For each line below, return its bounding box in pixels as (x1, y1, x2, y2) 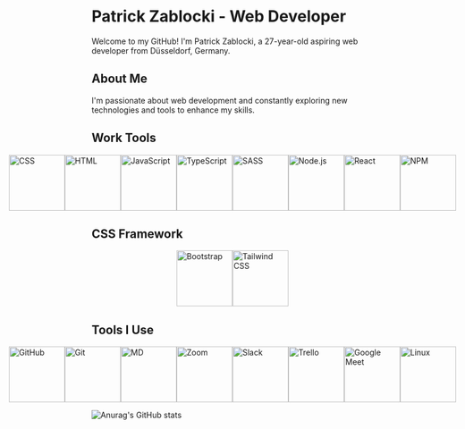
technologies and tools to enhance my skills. (91, 105, 255, 115)
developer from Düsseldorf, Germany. (91, 45, 231, 55)
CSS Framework (91, 226, 183, 241)
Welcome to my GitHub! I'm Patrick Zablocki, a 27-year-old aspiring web (91, 36, 359, 46)
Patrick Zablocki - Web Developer (91, 6, 347, 27)
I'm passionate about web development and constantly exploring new (91, 95, 348, 105)
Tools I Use (91, 322, 155, 337)
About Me (91, 71, 148, 87)
